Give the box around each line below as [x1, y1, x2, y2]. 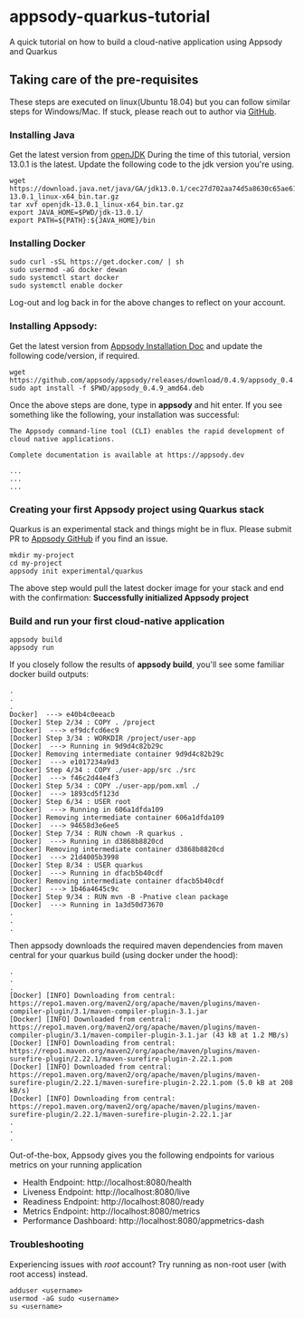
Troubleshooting [9, 1238, 84, 1251]
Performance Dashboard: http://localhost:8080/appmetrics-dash [22, 1216, 265, 1226]
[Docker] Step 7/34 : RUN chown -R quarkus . [9, 829, 184, 838]
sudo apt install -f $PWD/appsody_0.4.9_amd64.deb [9, 383, 204, 392]
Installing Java [9, 129, 75, 141]
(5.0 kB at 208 [235, 1079, 294, 1088]
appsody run [9, 644, 54, 653]
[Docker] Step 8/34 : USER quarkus [9, 861, 144, 870]
